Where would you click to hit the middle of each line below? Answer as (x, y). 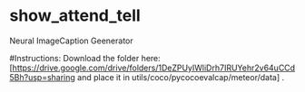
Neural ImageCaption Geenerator (71, 41)
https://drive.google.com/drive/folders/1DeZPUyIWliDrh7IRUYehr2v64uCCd (154, 68)
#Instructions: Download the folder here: (85, 58)
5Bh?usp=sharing (42, 77)
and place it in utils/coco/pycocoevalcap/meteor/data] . (181, 77)
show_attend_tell (75, 16)
